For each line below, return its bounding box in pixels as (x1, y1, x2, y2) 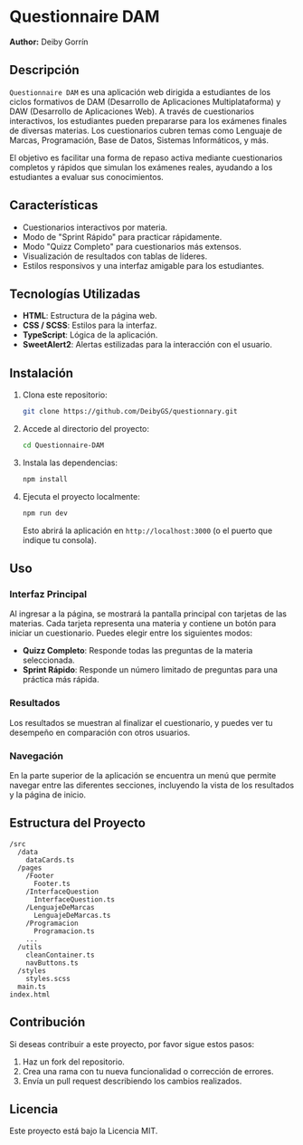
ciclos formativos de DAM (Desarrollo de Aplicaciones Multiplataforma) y (9, 96, 281, 107)
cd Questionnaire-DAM (22, 441, 104, 450)
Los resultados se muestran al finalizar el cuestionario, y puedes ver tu (9, 717, 273, 728)
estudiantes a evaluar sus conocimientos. (9, 171, 165, 182)
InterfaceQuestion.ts (33, 894, 116, 904)
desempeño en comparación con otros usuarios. (9, 727, 191, 738)
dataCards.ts (25, 855, 75, 864)
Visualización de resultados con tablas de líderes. (22, 251, 208, 262)
